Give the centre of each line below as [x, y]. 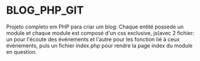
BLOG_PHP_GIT [45, 10]
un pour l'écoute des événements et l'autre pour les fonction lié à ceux [93, 39]
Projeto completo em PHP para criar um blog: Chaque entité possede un [95, 27]
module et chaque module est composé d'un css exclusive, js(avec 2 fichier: [100, 33]
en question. [21, 52]
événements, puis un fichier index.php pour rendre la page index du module [99, 46]
